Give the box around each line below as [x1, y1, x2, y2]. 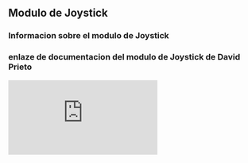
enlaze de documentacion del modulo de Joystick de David [8, 52, 241, 63]
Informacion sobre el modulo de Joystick [8, 30, 169, 41]
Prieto [8, 61, 33, 72]
